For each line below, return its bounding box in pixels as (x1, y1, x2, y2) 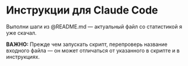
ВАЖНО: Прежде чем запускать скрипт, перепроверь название (6, 41, 167, 48)
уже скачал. (6, 29, 37, 36)
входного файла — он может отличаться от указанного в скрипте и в (6, 47, 180, 54)
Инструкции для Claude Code (6, 4, 159, 17)
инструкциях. (6, 53, 40, 60)
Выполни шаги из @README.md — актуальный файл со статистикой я (6, 23, 182, 30)
